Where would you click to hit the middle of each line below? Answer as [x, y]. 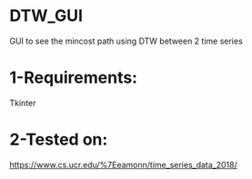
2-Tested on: [59, 139]
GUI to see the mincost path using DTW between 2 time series [126, 41]
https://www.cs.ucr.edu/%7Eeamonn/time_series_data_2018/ [124, 164]
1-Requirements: [74, 78]
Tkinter [23, 103]
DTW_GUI [46, 16]
